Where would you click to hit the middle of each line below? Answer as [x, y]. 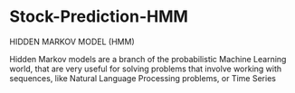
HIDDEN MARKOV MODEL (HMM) [72, 42]
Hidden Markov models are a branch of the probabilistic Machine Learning [148, 59]
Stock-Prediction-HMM [99, 17]
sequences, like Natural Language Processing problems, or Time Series [143, 78]
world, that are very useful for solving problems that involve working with [146, 69]
